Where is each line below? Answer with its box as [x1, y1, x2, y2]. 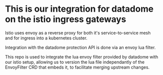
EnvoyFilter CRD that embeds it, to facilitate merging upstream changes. [5, 64, 150, 70]
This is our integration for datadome [5, 3, 154, 15]
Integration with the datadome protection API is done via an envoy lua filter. [5, 44, 156, 50]
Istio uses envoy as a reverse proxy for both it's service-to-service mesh [5, 30, 151, 36]
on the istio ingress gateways [5, 14, 127, 25]
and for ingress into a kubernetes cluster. [5, 35, 88, 41]
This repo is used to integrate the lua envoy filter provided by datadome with [5, 54, 158, 59]
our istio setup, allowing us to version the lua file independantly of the [5, 59, 145, 65]
